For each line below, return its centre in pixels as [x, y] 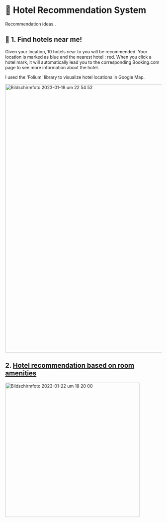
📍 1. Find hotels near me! [44, 40]
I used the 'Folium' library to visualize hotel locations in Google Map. [75, 77]
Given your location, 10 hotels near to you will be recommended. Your [76, 51]
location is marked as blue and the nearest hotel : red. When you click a [78, 57]
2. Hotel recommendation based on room [70, 365]
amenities [21, 373]
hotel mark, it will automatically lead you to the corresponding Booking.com [83, 62]
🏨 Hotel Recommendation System [76, 10]
